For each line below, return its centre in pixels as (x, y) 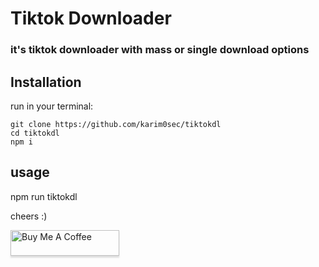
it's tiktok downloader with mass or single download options (160, 50)
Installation (46, 82)
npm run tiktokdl (44, 196)
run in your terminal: (52, 106)
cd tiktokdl (35, 133)
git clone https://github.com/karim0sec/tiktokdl (116, 124)
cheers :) (29, 216)
